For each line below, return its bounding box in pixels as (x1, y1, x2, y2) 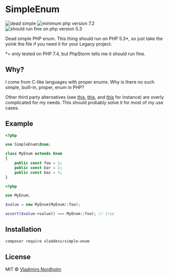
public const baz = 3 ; (14, 170, 62, 175)
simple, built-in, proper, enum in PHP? (5, 84, 85, 90)
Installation (5, 225, 42, 234)
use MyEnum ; (5, 193, 30, 198)
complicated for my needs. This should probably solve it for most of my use (5, 99, 163, 105)
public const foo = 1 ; (14, 161, 62, 166)
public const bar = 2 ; (14, 165, 62, 170)
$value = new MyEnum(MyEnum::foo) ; (5, 202, 81, 207)
